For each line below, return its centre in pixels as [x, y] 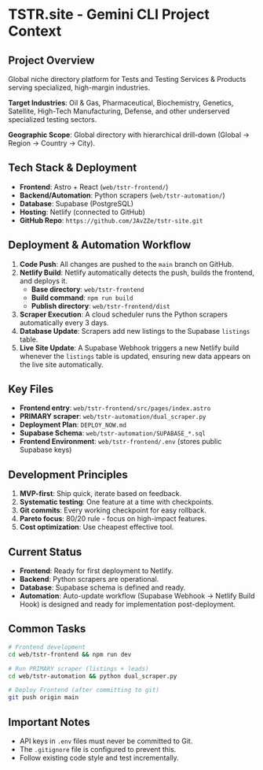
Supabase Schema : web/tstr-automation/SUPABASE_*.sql [113, 433]
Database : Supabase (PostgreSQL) [77, 203]
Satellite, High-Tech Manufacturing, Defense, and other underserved [119, 111]
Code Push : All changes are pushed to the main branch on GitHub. [126, 264]
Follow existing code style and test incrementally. [99, 757]
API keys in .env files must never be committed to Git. [106, 741]
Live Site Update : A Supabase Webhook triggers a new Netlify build [129, 347]
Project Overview [51, 60]
